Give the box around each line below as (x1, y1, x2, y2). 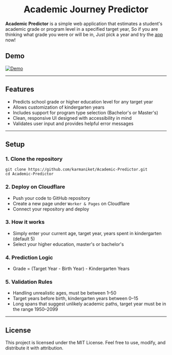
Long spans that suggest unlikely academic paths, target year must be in (12, 301, 166, 307)
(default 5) (12, 236, 35, 242)
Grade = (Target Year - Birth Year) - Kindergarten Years (12, 265, 130, 272)
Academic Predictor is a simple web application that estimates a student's (5, 20, 163, 27)
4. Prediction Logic (5, 254, 53, 261)
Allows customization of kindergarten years (12, 104, 105, 110)
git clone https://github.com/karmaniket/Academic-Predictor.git (5, 167, 147, 172)
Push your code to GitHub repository (12, 195, 91, 201)
